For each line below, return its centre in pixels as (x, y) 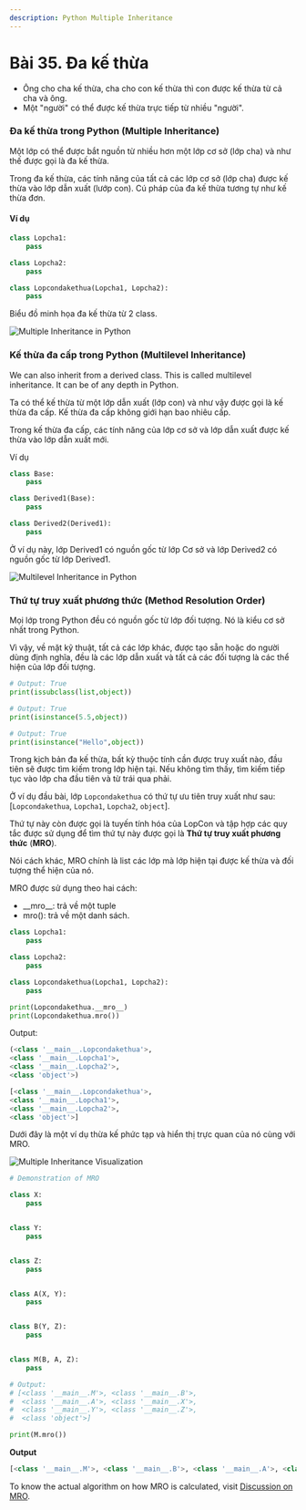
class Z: (26, 1261)
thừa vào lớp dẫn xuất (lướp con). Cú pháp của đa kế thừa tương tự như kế (148, 188)
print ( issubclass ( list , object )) (71, 693)
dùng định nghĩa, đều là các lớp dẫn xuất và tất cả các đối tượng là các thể (149, 657)
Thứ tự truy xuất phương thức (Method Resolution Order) (138, 600)
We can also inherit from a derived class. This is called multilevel (131, 375)
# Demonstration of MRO (55, 1179)
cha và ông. (45, 98)
